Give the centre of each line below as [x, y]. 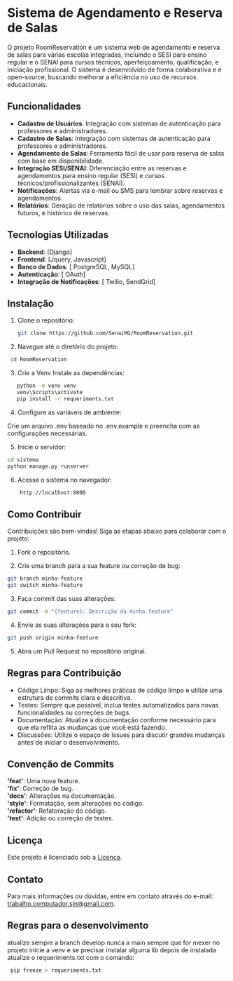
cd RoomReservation [39, 360]
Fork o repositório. [44, 553]
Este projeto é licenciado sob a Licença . [65, 858]
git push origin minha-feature [53, 637]
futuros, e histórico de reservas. [64, 212]
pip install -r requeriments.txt [65, 399]
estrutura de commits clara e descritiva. [75, 697]
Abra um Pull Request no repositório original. [82, 651]
